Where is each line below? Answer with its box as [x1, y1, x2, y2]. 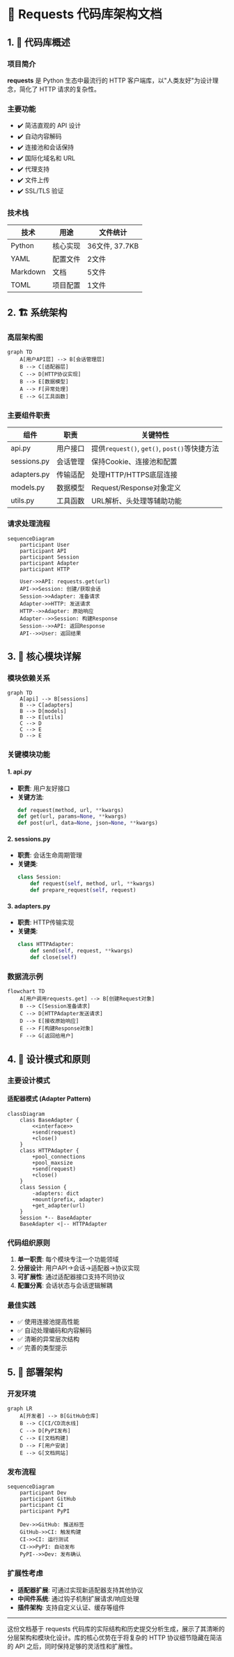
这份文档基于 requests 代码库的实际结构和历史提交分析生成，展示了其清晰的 [7, 1624, 225, 1633]
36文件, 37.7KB [86, 242, 139, 251]
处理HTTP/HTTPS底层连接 [91, 470, 178, 480]
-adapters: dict [32, 1190, 79, 1197]
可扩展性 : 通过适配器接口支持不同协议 [17, 1272, 125, 1281]
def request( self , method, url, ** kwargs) [30, 881, 155, 888]
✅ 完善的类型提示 [17, 1343, 68, 1352]
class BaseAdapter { [19, 1117, 79, 1124]
